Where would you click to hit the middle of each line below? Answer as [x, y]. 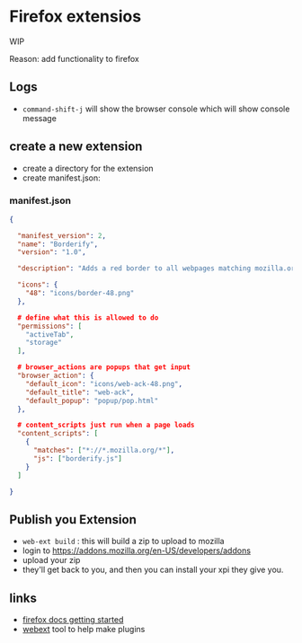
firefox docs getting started [73, 620]
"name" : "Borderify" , [58, 244]
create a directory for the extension [88, 168]
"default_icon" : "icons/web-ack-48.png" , [104, 383]
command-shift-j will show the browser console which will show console [156, 109]
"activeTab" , [50, 334]
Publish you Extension [73, 520]
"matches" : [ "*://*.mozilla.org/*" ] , [104, 451]
